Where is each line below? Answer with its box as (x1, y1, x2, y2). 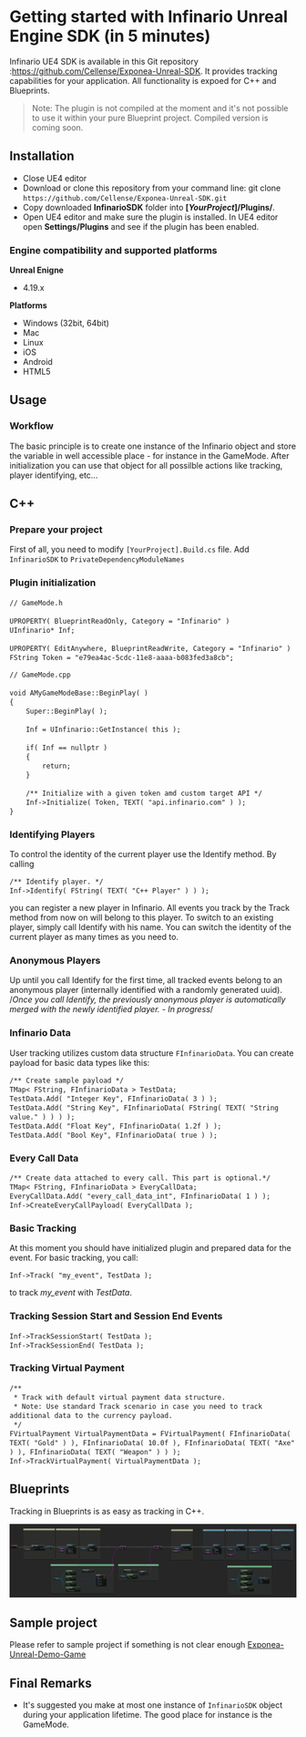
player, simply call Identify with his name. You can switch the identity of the (9, 922, 291, 933)
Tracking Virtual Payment (9, 1361, 125, 1374)
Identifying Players (9, 828, 96, 841)
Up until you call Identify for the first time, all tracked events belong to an (9, 975, 283, 986)
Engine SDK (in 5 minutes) (9, 26, 211, 47)
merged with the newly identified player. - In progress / (9, 1004, 214, 1015)
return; (42, 761, 71, 770)
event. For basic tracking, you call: (9, 1252, 138, 1264)
